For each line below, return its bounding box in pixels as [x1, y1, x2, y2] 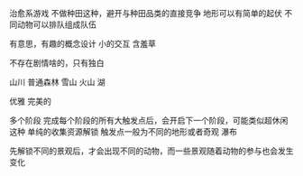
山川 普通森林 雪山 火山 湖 [9, 77, 106, 88]
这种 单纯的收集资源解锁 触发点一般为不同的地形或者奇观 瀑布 [9, 126, 237, 137]
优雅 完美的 [9, 96, 51, 107]
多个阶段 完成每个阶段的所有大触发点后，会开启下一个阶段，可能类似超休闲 [9, 116, 289, 125]
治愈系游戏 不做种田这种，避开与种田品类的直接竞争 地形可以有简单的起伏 [9, 8, 282, 18]
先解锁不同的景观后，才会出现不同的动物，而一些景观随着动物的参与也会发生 [9, 145, 294, 156]
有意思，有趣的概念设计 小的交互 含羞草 [9, 39, 156, 49]
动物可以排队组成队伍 [16, 19, 96, 30]
